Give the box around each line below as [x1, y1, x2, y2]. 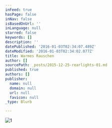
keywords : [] [5, 35, 32, 40]
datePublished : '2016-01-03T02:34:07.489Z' [5, 44, 97, 49]
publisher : [5, 76, 28, 81]
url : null [9, 90, 30, 95]
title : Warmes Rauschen [5, 53, 55, 59]
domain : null [9, 85, 37, 91]
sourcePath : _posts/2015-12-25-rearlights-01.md [5, 63, 108, 67]
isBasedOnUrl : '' [5, 21, 41, 26]
